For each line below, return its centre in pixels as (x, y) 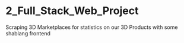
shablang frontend (28, 33)
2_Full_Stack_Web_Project (72, 11)
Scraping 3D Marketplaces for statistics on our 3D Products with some (92, 27)
